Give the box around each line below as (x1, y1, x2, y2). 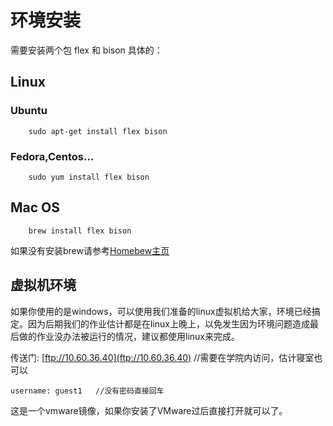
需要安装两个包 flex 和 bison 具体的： (10, 44, 163, 56)
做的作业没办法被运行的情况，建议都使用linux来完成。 (18, 330, 240, 342)
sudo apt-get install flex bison (28, 126, 168, 136)
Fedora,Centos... (10, 149, 95, 163)
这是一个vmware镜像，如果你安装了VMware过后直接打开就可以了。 (10, 404, 288, 416)
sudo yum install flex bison (28, 172, 150, 182)
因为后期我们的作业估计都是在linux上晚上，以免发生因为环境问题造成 (27, 317, 310, 330)
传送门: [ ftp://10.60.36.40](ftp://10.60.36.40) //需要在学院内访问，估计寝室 (10, 351, 315, 363)
